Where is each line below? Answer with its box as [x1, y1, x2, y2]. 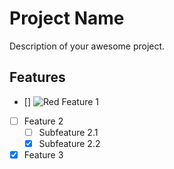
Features [9, 69, 66, 86]
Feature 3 [23, 148, 64, 161]
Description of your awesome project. [9, 40, 166, 52]
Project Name [9, 7, 125, 30]
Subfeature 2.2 [38, 137, 101, 149]
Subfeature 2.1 [38, 126, 99, 138]
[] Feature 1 [23, 95, 99, 107]
